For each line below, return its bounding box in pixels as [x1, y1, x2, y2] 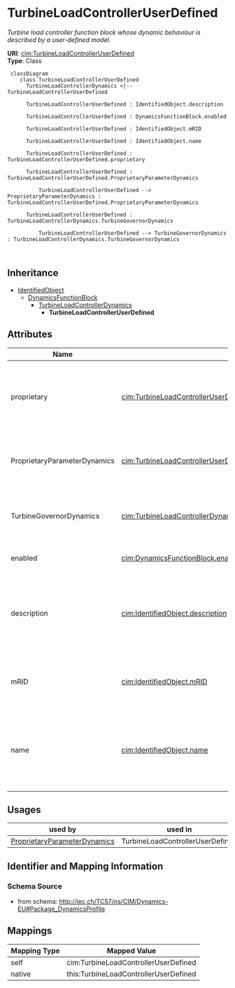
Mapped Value [106, 945, 157, 955]
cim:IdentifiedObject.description [121, 608, 227, 618]
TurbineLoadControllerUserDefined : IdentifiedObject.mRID [25, 125, 201, 133]
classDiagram [10, 70, 49, 77]
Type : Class [7, 56, 42, 65]
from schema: [17, 898, 58, 906]
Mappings [7, 925, 52, 937]
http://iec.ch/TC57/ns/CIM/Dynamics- [59, 898, 169, 906]
